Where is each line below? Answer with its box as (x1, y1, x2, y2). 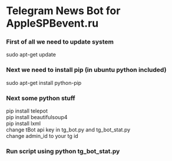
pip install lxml (6, 120, 41, 127)
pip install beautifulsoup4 (6, 114, 68, 121)
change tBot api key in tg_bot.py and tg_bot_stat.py (6, 126, 131, 133)
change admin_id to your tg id (6, 133, 78, 140)
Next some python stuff (6, 94, 75, 102)
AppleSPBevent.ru (6, 17, 99, 30)
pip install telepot (6, 107, 48, 114)
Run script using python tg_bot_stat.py (6, 147, 120, 155)
